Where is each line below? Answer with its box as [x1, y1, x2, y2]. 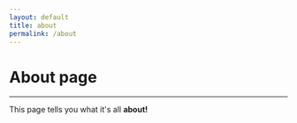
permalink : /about [9, 29, 77, 38]
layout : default [9, 12, 69, 22]
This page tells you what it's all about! [9, 105, 148, 115]
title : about [9, 21, 57, 30]
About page [9, 67, 97, 87]
